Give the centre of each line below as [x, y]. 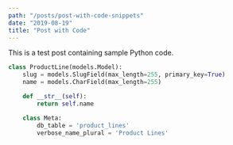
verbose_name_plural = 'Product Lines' [103, 133]
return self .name [65, 104]
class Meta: [42, 118]
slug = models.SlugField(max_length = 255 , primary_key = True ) [124, 75]
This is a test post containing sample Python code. [91, 53]
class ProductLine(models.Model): [66, 67]
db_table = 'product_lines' [83, 125]
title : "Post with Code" [49, 30]
